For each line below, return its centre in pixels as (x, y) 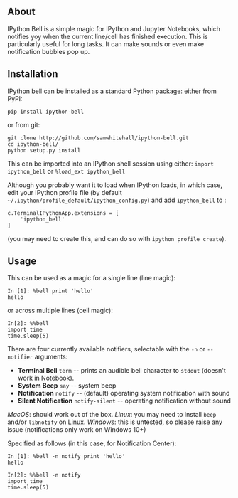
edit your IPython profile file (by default (65, 192)
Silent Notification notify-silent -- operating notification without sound (124, 401)
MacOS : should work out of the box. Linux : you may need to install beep (112, 415)
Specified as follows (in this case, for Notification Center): (92, 443)
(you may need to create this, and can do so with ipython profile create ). (117, 238)
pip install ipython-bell (45, 112)
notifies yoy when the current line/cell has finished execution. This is (108, 36)
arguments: (51, 357)
